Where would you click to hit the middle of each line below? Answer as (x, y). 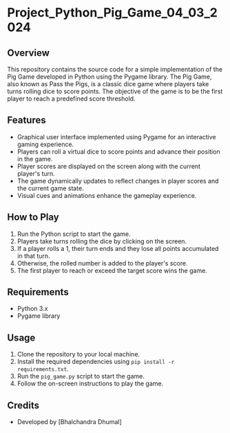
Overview (29, 53)
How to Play (33, 218)
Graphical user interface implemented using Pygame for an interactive (117, 137)
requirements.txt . (43, 369)
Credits (23, 405)
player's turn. (36, 173)
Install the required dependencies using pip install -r (96, 362)
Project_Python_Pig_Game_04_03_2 (113, 13)
